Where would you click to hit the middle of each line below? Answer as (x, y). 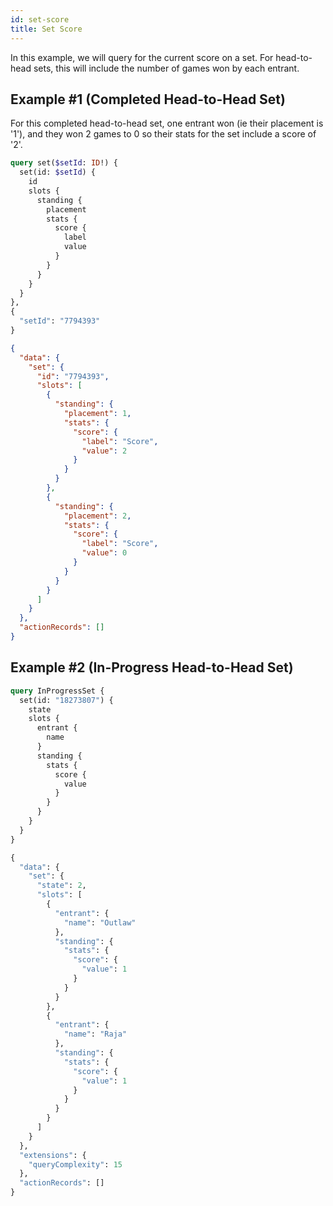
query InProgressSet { (57, 691)
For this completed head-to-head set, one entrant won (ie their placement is (167, 123)
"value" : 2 (104, 451)
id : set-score (40, 19)
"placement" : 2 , (97, 516)
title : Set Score (46, 29)
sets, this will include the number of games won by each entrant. (166, 68)
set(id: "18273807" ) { (66, 700)
